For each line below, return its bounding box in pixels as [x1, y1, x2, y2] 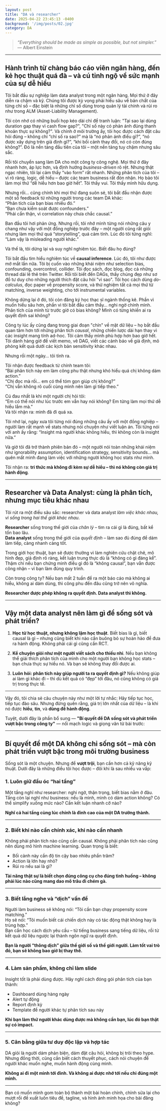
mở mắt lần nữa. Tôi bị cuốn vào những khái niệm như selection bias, [5, 261, 145, 266]
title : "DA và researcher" [5, 12, 61, 17]
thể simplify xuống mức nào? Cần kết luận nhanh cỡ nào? [5, 800, 122, 806]
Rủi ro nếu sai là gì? [12, 863, 52, 869]
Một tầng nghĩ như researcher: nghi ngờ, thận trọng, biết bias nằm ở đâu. [5, 789, 153, 795]
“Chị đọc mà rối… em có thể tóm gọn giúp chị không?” [5, 378, 116, 384]
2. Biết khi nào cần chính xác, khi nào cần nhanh [5, 827, 123, 834]
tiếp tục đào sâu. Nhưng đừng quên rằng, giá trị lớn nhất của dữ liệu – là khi [5, 700, 159, 706]
